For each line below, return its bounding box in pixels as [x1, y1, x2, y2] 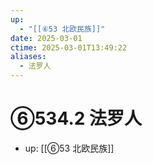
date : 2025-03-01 [10, 33, 83, 43]
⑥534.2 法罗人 [10, 107, 143, 130]
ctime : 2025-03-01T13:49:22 [10, 42, 128, 53]
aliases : [10, 52, 47, 62]
